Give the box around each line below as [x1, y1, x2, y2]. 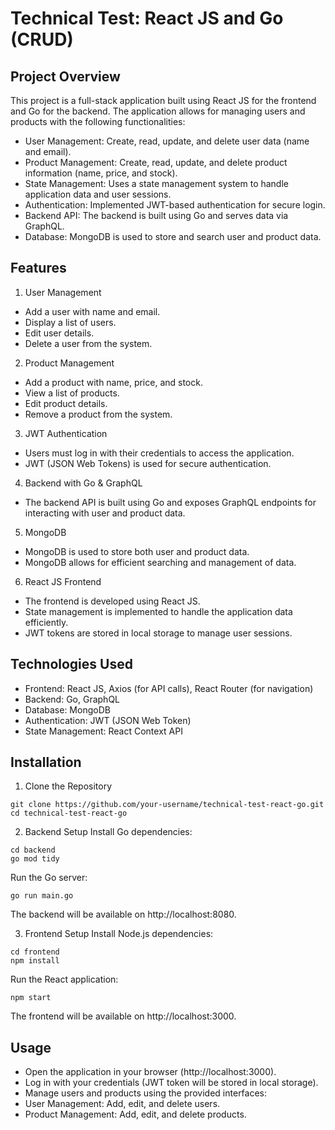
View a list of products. [24, 387, 120, 399]
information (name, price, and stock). [24, 167, 178, 179]
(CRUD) [10, 28, 74, 51]
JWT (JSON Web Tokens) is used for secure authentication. [24, 457, 272, 469]
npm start [10, 993, 52, 1003]
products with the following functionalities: [10, 116, 186, 127]
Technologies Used [10, 656, 133, 673]
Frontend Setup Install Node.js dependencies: [24, 928, 214, 940]
